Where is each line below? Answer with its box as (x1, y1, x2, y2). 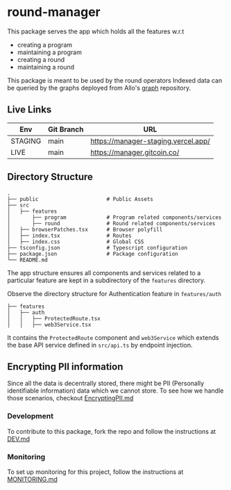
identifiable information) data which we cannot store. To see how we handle (7, 386, 224, 395)
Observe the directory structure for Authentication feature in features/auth (7, 289, 222, 297)
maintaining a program (17, 48, 82, 56)
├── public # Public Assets (7, 195, 154, 202)
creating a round (17, 55, 65, 63)
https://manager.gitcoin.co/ (89, 147, 180, 157)
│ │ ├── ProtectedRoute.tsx (7, 315, 101, 322)
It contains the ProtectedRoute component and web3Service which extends (7, 333, 219, 341)
